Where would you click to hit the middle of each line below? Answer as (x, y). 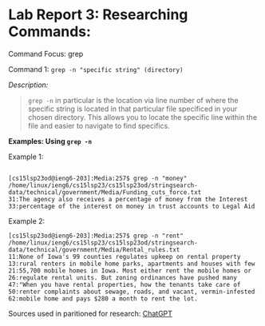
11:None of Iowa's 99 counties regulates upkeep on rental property (125, 256)
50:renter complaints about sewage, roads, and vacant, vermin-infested (132, 292)
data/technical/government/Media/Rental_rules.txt (94, 249)
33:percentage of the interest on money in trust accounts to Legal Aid (132, 206)
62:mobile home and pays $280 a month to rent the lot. (103, 298)
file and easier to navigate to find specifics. (99, 125)
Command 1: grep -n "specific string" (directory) (96, 69)
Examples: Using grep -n (50, 141)
